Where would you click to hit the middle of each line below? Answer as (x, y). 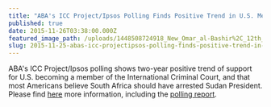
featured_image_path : (45, 38)
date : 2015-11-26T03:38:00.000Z (63, 31)
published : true (35, 23)
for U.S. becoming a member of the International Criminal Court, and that (129, 77)
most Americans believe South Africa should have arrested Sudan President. (135, 86)
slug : (17, 46)
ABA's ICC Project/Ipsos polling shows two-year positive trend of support (130, 68)
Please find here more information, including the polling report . (113, 94)
